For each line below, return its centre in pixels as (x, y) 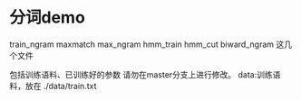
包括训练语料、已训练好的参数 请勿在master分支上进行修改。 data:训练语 (145, 74)
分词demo (48, 18)
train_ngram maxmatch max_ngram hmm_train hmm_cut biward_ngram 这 (147, 44)
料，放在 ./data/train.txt (53, 86)
